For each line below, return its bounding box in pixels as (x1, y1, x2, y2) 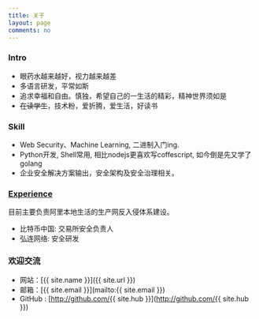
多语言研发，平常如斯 (19, 81, 89, 91)
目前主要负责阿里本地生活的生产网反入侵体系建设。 (8, 207, 174, 217)
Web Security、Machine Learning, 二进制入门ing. (19, 140, 179, 149)
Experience (8, 188, 53, 199)
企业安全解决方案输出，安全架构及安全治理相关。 (19, 167, 179, 178)
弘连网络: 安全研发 (19, 234, 80, 243)
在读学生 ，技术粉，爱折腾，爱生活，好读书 (19, 100, 158, 111)
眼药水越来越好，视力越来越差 (19, 71, 117, 81)
